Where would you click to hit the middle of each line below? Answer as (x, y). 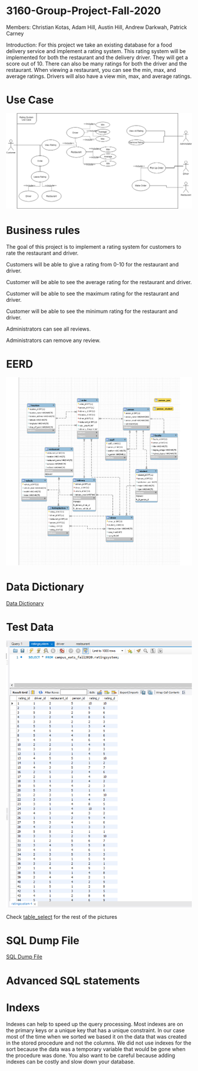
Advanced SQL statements (73, 981)
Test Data (30, 627)
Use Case (30, 100)
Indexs (23, 1008)
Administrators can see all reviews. (49, 329)
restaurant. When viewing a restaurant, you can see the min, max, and (91, 70)
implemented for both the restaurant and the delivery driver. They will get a (97, 57)
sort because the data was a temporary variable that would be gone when (96, 1049)
